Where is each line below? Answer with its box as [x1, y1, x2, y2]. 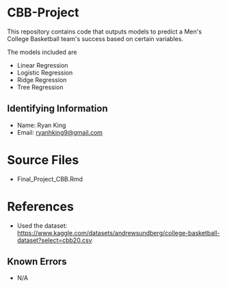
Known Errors [7, 256, 67, 267]
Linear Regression [16, 61, 68, 69]
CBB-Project [7, 5, 79, 21]
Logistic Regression [16, 68, 73, 77]
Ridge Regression [16, 75, 67, 83]
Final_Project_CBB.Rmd [16, 174, 83, 183]
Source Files [7, 152, 79, 168]
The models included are [7, 48, 77, 56]
